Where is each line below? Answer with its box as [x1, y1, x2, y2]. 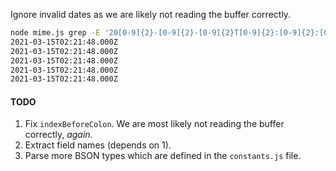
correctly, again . [24, 129, 93, 141]
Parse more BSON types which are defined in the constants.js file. [24, 150, 302, 162]
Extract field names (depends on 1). [24, 139, 172, 151]
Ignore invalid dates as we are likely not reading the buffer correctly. [10, 9, 292, 20]
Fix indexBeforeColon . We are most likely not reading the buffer [24, 118, 285, 130]
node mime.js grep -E [10, 28, 101, 38]
